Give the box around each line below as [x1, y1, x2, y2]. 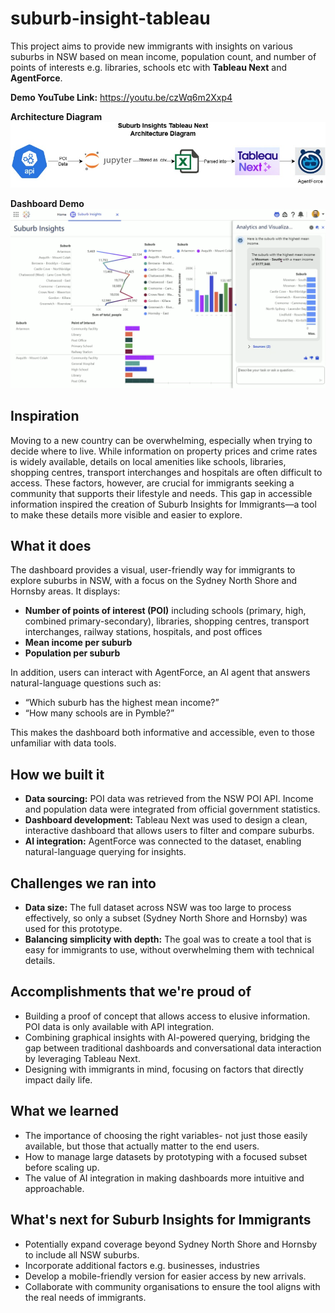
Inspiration [10, 408, 80, 425]
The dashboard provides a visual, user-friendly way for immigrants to [10, 564, 296, 576]
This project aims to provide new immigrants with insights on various [10, 40, 293, 52]
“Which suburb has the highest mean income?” [24, 697, 220, 709]
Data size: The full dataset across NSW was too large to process [24, 902, 292, 914]
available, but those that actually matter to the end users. [24, 1140, 260, 1152]
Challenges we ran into [10, 875, 157, 892]
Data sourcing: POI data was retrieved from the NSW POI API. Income [24, 793, 314, 805]
